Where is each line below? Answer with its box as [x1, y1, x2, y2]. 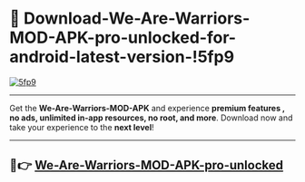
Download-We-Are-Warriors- [24, 8, 251, 29]
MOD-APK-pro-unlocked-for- [9, 27, 237, 48]
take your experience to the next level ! [9, 121, 154, 132]
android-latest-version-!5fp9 [9, 47, 234, 67]
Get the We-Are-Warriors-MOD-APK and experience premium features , [9, 102, 286, 113]
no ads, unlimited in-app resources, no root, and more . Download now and [9, 112, 293, 123]
